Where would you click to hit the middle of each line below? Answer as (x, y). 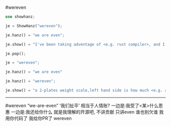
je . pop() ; (16, 54)
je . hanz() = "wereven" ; (31, 81)
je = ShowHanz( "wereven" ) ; (34, 26)
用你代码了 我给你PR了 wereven (39, 118)
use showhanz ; (20, 17)
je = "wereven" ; (22, 63)
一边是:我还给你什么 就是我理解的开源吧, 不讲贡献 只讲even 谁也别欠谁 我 (87, 112)
